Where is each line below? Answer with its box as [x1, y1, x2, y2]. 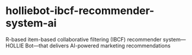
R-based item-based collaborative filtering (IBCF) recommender [5, 36, 162, 43]
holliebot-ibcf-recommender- [5, 4, 155, 18]
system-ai [5, 16, 57, 30]
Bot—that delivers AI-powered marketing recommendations [25, 42, 171, 49]
